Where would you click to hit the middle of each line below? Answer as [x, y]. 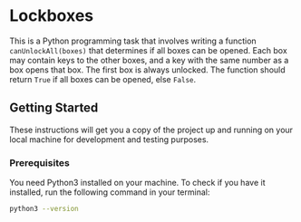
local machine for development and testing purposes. [109, 139]
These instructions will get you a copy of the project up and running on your [151, 130]
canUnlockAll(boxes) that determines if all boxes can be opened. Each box [148, 50]
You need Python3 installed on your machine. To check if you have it [137, 183]
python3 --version [44, 209]
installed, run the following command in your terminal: [110, 192]
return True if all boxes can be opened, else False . [103, 79]
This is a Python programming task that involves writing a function [133, 41]
